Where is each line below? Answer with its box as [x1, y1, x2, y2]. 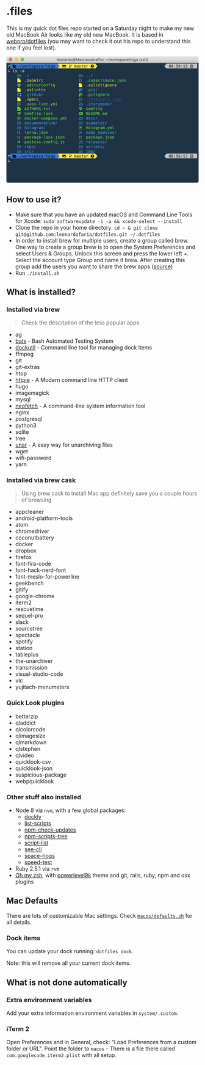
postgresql [15, 415, 43, 423]
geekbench [15, 579, 44, 587]
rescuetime [15, 606, 44, 613]
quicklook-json [15, 764, 53, 772]
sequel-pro [15, 612, 44, 620]
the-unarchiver [15, 657, 53, 665]
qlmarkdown [15, 738, 47, 746]
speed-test [24, 858, 52, 866]
